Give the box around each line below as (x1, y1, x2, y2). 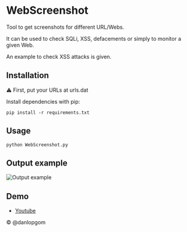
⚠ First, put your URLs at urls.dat (6, 86, 89, 94)
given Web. (6, 41, 34, 49)
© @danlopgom (6, 219, 46, 226)
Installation (6, 70, 49, 81)
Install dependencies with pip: (6, 98, 80, 105)
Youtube (14, 207, 36, 215)
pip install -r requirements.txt (6, 109, 90, 116)
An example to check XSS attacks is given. (6, 53, 112, 60)
